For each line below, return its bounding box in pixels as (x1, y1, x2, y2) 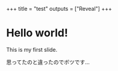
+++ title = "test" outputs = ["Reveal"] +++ (6, 5, 113, 12)
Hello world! (6, 26, 68, 40)
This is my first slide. (6, 46, 58, 53)
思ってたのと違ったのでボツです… (6, 58, 90, 66)
